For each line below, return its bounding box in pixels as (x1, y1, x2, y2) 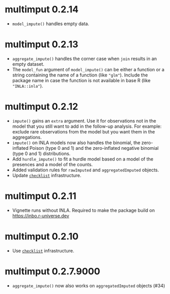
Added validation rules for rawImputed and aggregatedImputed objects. (12, 167, 159, 173)
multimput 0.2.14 (5, 4, 79, 15)
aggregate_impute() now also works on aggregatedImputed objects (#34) (12, 282, 165, 288)
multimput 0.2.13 (5, 38, 79, 50)
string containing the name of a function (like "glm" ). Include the (12, 72, 148, 78)
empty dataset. (12, 61, 45, 67)
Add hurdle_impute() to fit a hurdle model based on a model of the (12, 155, 154, 162)
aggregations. (12, 134, 42, 140)
